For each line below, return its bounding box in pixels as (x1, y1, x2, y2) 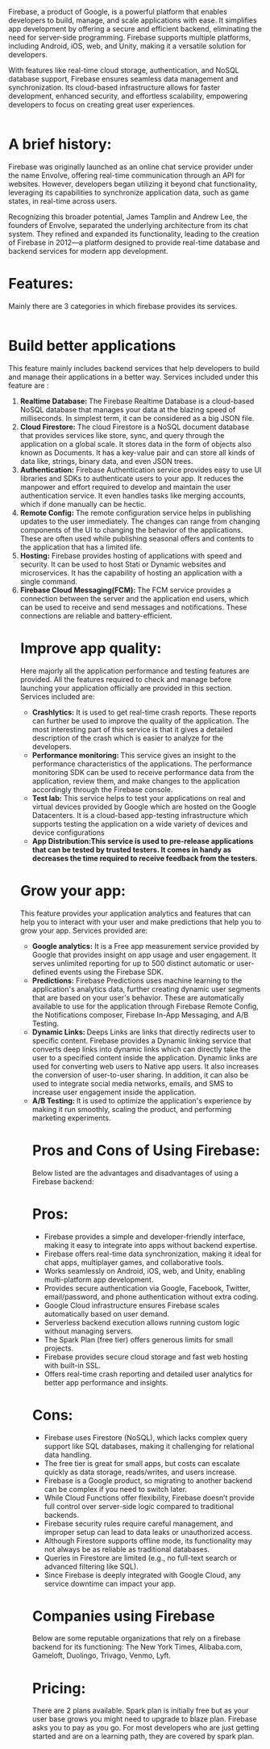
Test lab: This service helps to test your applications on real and (31, 793, 246, 803)
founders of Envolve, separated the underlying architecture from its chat (8, 220, 248, 230)
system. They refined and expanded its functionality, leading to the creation (8, 229, 260, 238)
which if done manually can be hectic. (19, 499, 147, 508)
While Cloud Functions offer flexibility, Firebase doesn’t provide (44, 1493, 255, 1502)
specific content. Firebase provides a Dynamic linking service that (31, 1035, 251, 1045)
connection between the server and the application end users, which (19, 593, 249, 603)
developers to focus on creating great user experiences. (8, 100, 195, 109)
